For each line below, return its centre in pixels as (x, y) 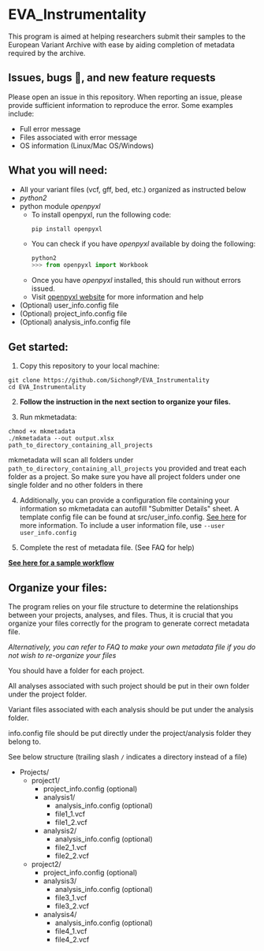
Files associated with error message (78, 137)
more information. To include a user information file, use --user (122, 526)
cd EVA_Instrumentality (47, 388)
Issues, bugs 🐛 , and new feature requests (112, 78)
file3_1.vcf (71, 897)
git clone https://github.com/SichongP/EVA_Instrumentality (109, 381)
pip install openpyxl (67, 229)
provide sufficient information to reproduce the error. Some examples (121, 105)
